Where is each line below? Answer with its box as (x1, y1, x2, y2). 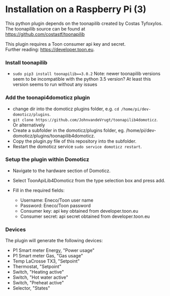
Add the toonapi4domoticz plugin (5, 94, 90, 101)
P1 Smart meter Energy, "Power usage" (12, 247, 95, 253)
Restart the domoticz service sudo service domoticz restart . (12, 143, 142, 149)
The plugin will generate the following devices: (5, 238, 103, 244)
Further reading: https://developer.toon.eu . (5, 46, 95, 52)
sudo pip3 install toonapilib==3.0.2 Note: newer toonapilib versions (12, 71, 161, 77)
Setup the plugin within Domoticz (5, 156, 90, 163)
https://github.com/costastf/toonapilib (5, 31, 85, 37)
